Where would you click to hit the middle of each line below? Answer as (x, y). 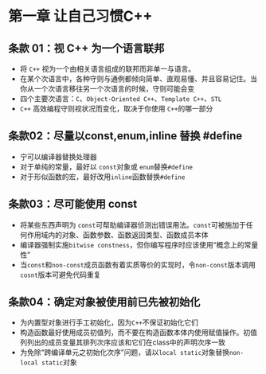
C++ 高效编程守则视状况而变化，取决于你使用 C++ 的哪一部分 (116, 109)
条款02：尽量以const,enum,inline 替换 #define (125, 136)
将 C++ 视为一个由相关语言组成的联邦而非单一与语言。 (108, 69)
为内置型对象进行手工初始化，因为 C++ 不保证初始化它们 (109, 322)
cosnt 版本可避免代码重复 (60, 275)
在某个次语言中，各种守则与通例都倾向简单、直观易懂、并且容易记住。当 (138, 79)
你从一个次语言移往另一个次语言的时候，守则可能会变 (107, 89)
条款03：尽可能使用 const (73, 204)
